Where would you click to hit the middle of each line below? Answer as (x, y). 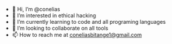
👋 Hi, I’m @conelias (36, 9)
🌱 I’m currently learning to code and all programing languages (89, 22)
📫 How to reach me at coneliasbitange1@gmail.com (77, 35)
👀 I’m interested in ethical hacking (54, 15)
